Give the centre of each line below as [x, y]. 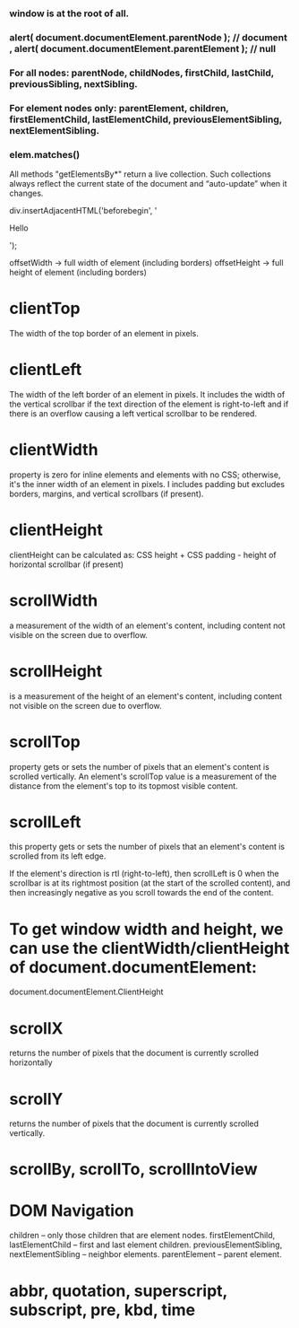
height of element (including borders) [78, 272]
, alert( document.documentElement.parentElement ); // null [142, 48]
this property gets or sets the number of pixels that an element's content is [147, 847]
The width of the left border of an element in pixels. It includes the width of [147, 394]
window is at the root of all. [69, 13]
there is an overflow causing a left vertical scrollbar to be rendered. [133, 413]
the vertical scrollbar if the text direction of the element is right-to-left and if [149, 404]
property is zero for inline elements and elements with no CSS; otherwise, [145, 475]
